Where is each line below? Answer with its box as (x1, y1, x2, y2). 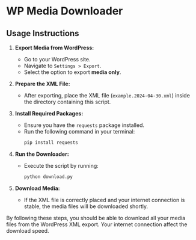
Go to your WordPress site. (23, 56, 91, 63)
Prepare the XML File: (14, 80, 70, 87)
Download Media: (14, 185, 60, 192)
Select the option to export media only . (23, 69, 121, 76)
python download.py (23, 173, 73, 180)
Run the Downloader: (14, 150, 69, 158)
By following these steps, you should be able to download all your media (6, 214, 185, 221)
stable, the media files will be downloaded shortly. (23, 203, 149, 210)
